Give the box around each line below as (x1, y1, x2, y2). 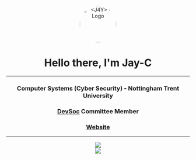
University (82, 91, 114, 99)
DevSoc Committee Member (57, 107, 139, 115)
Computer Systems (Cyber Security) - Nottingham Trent (16, 84, 180, 92)
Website (86, 123, 110, 131)
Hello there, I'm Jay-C (44, 56, 152, 69)
